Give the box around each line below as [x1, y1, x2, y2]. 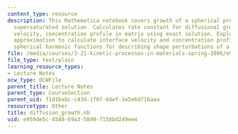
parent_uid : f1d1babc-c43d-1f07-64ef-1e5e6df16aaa [7, 96, 160, 104]
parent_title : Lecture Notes [7, 83, 93, 90]
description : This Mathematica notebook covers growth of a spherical [7, 17, 220, 24]
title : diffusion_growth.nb [7, 109, 91, 116]
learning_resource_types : [7, 63, 84, 70]
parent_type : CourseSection [7, 89, 91, 96]
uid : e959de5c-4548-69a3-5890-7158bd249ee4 [7, 116, 138, 123]
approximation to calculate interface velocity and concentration [13, 37, 214, 44]
